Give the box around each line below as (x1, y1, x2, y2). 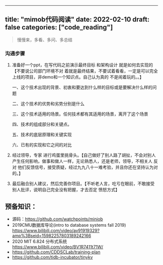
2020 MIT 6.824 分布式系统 (12, 238, 67, 244)
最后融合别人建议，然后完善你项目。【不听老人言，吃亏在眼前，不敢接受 (12, 181, 155, 187)
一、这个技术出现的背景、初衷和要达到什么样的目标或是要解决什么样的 (12, 84, 153, 90)
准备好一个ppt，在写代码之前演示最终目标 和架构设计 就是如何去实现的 (12, 62, 153, 68)
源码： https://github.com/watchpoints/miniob (12, 216, 103, 222)
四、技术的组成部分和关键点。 (12, 122, 72, 127)
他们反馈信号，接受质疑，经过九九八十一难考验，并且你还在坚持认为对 (17, 164, 158, 170)
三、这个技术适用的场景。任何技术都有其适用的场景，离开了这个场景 (12, 111, 148, 117)
